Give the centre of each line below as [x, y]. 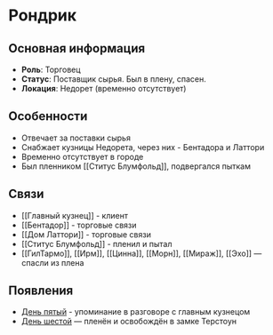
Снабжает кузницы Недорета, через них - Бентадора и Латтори [143, 147]
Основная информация [77, 48]
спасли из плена [52, 262]
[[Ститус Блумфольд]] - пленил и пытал [96, 243]
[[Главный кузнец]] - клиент [74, 215]
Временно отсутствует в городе [82, 156]
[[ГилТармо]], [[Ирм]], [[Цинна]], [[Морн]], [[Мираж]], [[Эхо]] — [141, 253]
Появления [41, 291]
